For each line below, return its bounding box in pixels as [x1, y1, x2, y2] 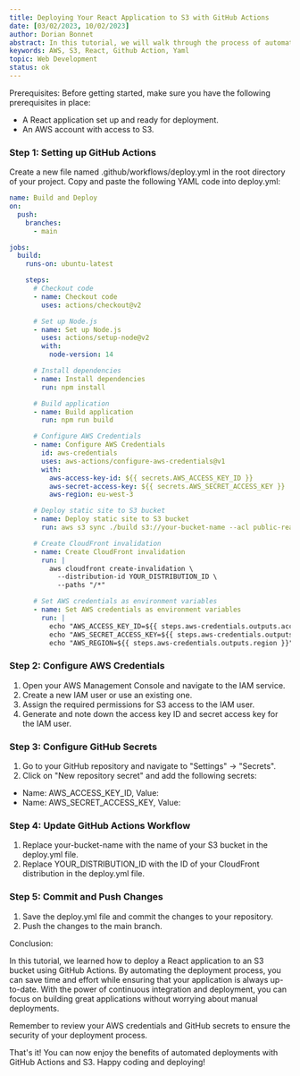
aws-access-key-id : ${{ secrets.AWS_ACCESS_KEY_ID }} [48, 474, 254, 482]
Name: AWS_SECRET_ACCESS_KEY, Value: [21, 798, 181, 808]
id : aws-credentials [41, 448, 118, 457]
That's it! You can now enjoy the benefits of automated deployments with [9, 1046, 279, 1057]
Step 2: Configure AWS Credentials [9, 660, 165, 672]
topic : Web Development [9, 55, 98, 64]
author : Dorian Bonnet [9, 30, 94, 38]
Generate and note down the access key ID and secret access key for [21, 708, 279, 719]
